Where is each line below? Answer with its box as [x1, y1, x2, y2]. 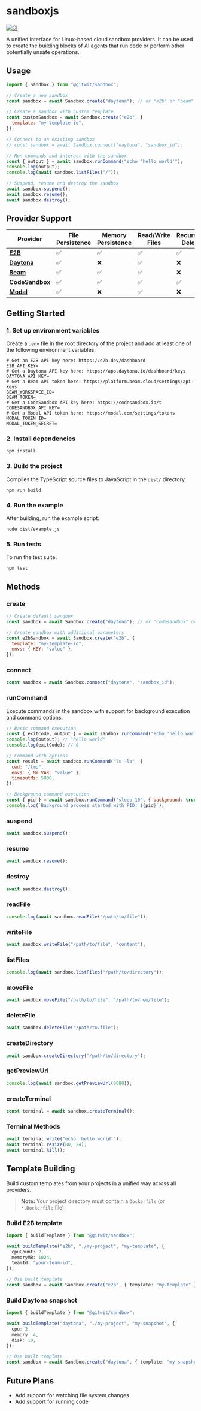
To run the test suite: [6, 554, 57, 561]
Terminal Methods [6, 1122, 61, 1131]
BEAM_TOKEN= [6, 394, 36, 401]
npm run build [6, 487, 42, 493]
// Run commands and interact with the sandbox [6, 153, 127, 159]
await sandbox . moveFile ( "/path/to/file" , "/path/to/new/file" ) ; [6, 997, 170, 1003]
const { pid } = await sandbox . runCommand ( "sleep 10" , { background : [6, 797, 184, 803]
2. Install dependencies [6, 434, 76, 443]
